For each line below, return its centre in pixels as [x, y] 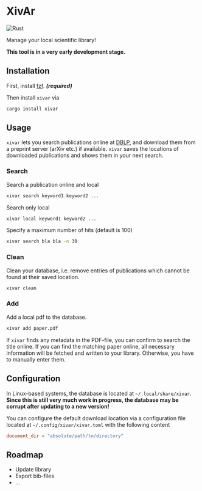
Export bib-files [35, 476]
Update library [33, 470]
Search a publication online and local [53, 184]
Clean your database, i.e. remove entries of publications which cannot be [98, 271]
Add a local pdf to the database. [47, 317]
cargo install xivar [33, 109]
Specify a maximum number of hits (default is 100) [69, 230]
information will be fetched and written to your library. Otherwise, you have [100, 353]
